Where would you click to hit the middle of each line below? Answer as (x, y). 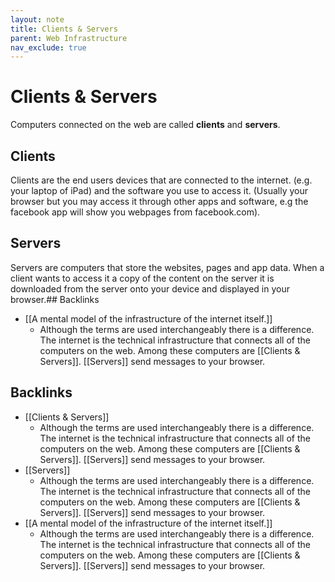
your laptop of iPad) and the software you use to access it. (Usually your (159, 190)
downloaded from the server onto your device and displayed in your (150, 288)
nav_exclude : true (48, 47)
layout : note (37, 19)
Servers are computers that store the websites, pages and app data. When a (167, 267)
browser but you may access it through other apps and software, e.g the (159, 201)
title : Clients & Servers (64, 29)
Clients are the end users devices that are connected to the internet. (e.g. (161, 180)
